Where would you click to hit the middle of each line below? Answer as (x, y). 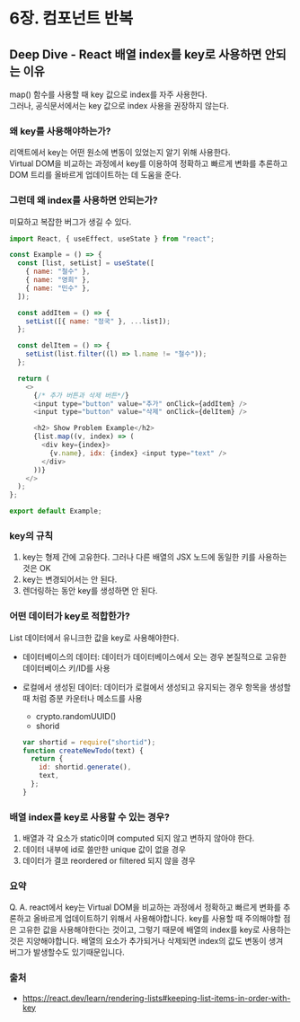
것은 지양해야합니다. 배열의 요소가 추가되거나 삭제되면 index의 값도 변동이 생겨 (146, 941)
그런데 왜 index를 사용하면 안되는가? (84, 200)
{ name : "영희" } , (58, 280)
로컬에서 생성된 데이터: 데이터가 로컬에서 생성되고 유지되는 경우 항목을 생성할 (157, 687)
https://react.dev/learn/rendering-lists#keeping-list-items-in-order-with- (156, 998)
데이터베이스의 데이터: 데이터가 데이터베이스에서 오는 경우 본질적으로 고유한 (154, 656)
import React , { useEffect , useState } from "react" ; (112, 239)
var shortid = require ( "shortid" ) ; (89, 742)
